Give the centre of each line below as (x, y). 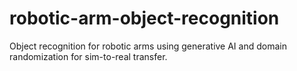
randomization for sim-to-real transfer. (88, 56)
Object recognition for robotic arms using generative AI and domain (148, 46)
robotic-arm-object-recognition (144, 18)
